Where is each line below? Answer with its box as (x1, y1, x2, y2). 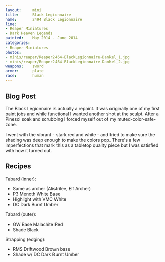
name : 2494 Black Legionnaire (5, 17, 82, 22)
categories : (5, 40, 30, 46)
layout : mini (5, 7, 42, 13)
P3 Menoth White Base (12, 191, 61, 197)
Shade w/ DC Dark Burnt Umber (12, 251, 79, 257)
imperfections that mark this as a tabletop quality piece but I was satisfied (5, 142, 159, 148)
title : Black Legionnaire (5, 12, 71, 17)
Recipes (5, 162, 31, 171)
